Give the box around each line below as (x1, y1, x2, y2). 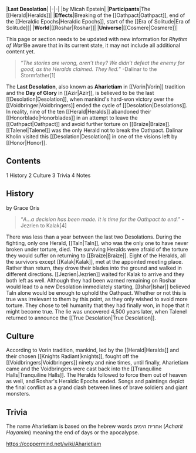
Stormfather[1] (20, 72, 56, 79)
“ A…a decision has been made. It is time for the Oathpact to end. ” (20, 216, 181, 223)
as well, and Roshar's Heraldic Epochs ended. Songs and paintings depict (6, 378, 185, 385)
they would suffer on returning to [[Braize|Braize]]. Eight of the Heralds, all (6, 252, 186, 259)
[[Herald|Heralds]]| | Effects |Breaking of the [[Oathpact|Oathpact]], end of (6, 12, 185, 19)
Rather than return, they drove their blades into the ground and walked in (6, 264, 182, 271)
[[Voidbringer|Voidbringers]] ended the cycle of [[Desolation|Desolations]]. (6, 102, 188, 108)
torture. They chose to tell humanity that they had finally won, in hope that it (6, 302, 190, 309)
